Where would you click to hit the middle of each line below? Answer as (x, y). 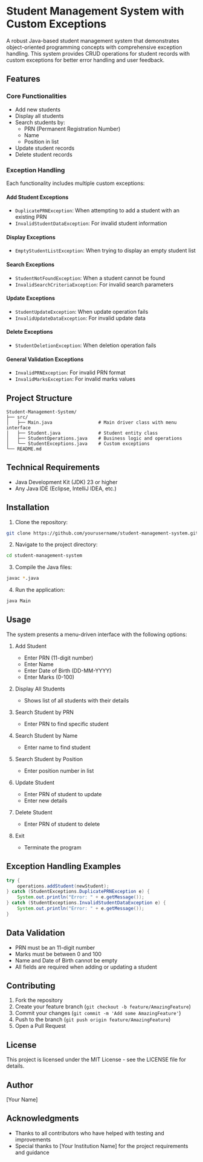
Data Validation (36, 933)
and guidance (32, 1152)
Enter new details (46, 800)
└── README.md (24, 449)
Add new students (38, 109)
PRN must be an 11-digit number (55, 947)
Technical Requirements (53, 468)
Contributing (31, 986)
